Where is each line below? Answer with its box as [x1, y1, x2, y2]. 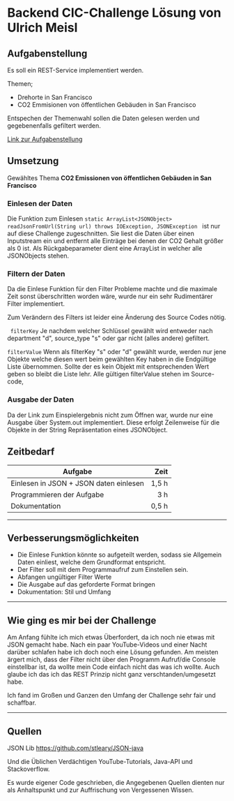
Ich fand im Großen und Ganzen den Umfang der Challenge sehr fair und [7, 691, 216, 700]
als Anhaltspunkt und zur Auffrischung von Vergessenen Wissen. [7, 786, 194, 794]
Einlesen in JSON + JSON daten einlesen [10, 478, 144, 488]
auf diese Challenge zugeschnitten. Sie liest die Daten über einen [7, 229, 195, 238]
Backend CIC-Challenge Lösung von [7, 5, 221, 21]
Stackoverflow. [7, 765, 50, 773]
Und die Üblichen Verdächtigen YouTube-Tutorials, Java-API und [7, 757, 193, 765]
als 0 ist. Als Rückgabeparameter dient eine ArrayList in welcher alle [7, 244, 203, 253]
